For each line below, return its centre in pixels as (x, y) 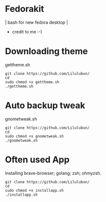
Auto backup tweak (45, 106)
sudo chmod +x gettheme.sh (32, 82)
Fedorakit (25, 9)
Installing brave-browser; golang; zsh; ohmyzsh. (53, 173)
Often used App (37, 160)
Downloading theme (46, 51)
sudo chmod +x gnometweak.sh (34, 136)
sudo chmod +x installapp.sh (34, 190)
